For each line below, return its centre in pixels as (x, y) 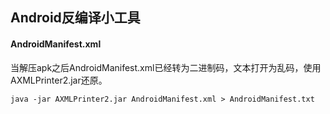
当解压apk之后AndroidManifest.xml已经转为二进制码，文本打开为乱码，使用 (166, 67)
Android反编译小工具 (75, 18)
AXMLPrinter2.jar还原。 (59, 80)
